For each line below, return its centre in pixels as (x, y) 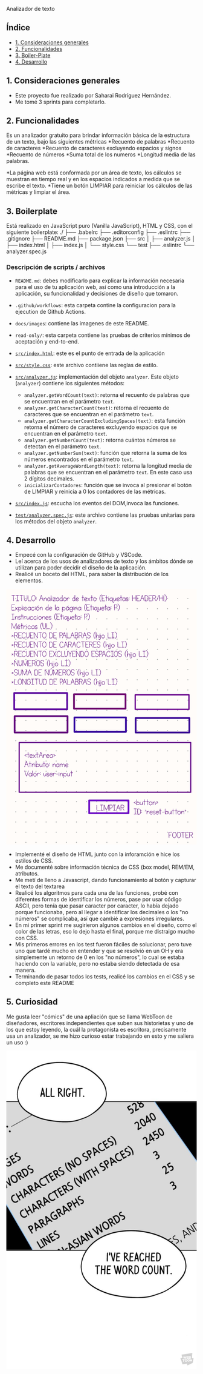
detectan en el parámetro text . (63, 446)
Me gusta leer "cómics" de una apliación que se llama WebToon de (90, 1017)
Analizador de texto (31, 9)
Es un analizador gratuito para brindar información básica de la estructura (98, 135)
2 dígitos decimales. (49, 479)
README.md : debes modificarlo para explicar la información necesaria (100, 280)
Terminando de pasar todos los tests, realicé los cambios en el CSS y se (105, 976)
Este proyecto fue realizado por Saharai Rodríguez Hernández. (93, 95)
